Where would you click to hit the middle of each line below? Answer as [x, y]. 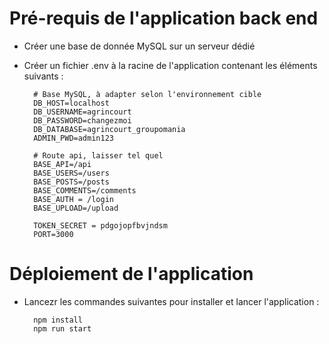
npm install [58, 320]
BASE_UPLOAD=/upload [76, 208]
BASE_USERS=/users [71, 173]
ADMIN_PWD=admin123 [73, 138]
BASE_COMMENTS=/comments [85, 190]
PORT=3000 [53, 234]
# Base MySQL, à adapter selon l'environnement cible [147, 94]
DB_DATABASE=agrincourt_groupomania [109, 129]
